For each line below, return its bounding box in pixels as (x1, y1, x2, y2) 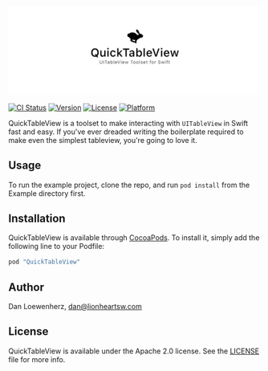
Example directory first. (8, 188, 86, 198)
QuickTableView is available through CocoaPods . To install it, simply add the (8, 233, 260, 243)
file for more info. (8, 354, 66, 364)
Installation (8, 211, 66, 225)
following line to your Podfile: (8, 242, 105, 251)
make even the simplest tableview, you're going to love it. (8, 135, 198, 145)
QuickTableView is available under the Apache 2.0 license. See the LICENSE (8, 346, 259, 356)
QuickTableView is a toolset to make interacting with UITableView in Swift (8, 118, 249, 128)
